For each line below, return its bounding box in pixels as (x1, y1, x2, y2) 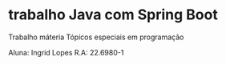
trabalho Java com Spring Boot (8, 6, 218, 24)
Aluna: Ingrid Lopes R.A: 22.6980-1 (8, 47, 124, 57)
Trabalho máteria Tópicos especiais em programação (8, 32, 184, 42)
